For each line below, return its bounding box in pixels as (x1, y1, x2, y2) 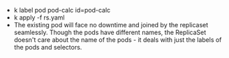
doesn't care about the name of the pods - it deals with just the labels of (13, 36, 222, 44)
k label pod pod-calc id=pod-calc (13, 6, 111, 14)
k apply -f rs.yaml (13, 13, 65, 22)
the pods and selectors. (13, 43, 82, 51)
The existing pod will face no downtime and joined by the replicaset (13, 21, 209, 29)
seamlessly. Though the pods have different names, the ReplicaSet (13, 28, 207, 36)
